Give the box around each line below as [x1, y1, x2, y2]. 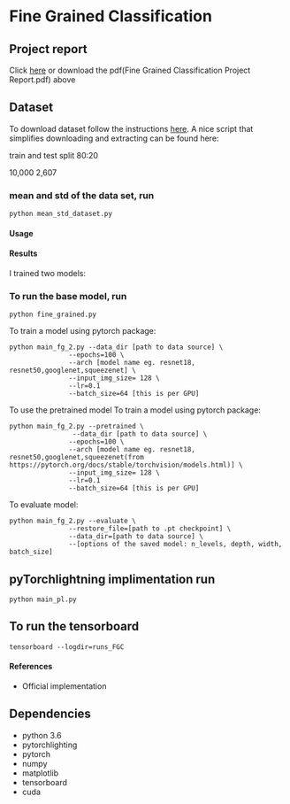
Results [9, 248, 38, 259]
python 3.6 [21, 730, 62, 740]
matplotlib [21, 768, 59, 778]
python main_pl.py [9, 595, 77, 604]
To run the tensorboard [9, 619, 140, 634]
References [9, 661, 53, 672]
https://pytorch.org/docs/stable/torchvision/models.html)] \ [9, 460, 243, 470]
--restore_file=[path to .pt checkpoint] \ [68, 524, 232, 533]
